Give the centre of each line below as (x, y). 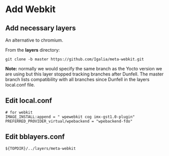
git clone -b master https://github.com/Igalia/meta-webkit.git (75, 59)
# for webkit (19, 112)
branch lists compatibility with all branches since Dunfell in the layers (77, 79)
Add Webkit (30, 9)
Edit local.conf (29, 101)
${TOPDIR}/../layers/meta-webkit (41, 148)
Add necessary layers (41, 28)
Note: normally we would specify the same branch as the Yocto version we (84, 69)
